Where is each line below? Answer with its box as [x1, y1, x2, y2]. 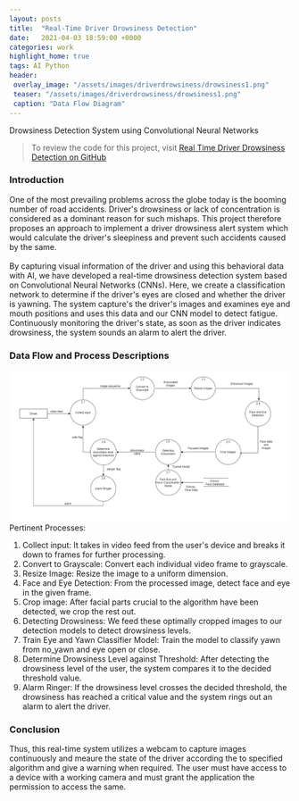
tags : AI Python [9, 62, 70, 71]
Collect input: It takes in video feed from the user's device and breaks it [21, 540, 286, 551]
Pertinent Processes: [9, 522, 87, 533]
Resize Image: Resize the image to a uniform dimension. [21, 568, 228, 580]
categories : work [9, 43, 74, 52]
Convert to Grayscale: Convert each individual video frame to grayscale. [21, 559, 288, 570]
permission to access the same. [9, 781, 127, 792]
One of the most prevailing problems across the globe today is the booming [9, 194, 287, 204]
